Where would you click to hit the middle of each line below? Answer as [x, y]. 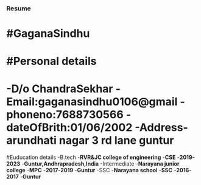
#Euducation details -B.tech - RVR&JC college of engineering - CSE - [93, 157]
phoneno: [31, 115]
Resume [19, 8]
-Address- [162, 128]
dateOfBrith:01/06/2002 [69, 128]
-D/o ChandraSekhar [60, 89]
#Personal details [51, 61]
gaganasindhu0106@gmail [108, 102]
